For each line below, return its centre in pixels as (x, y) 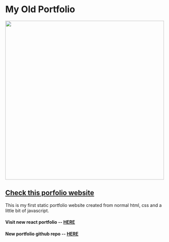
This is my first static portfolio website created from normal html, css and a (83, 205)
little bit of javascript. (27, 210)
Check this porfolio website (50, 193)
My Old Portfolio (40, 9)
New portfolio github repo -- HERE (42, 234)
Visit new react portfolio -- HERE (40, 222)
